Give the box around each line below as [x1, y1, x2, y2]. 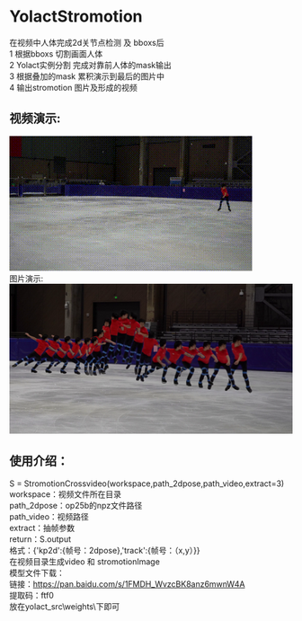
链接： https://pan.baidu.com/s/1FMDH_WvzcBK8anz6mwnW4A [9, 578, 245, 590]
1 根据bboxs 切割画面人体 [9, 48, 103, 59]
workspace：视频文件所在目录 [9, 488, 121, 500]
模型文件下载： [9, 567, 65, 578]
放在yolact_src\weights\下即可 [9, 600, 120, 612]
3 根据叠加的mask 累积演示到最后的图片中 [9, 70, 164, 82]
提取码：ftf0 [9, 590, 54, 600]
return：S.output [9, 533, 72, 545]
